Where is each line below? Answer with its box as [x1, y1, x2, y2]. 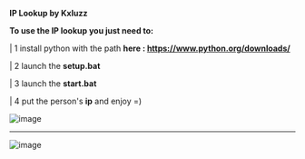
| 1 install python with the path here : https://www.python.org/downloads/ [9, 43, 290, 54]
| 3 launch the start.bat [9, 78, 97, 89]
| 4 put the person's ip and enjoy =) [9, 95, 143, 106]
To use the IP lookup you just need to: [9, 25, 154, 35]
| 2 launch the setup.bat [9, 61, 101, 71]
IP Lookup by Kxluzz [9, 8, 88, 18]
